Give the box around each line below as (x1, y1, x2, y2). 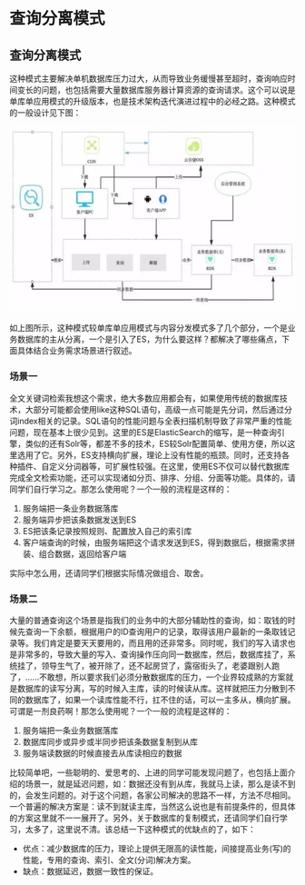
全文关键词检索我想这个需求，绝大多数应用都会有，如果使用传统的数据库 (9, 393, 280, 403)
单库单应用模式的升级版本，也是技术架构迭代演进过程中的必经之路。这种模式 (9, 96, 296, 106)
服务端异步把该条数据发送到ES (22, 514, 137, 525)
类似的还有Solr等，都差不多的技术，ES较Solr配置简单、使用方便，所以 (25, 438, 288, 449)
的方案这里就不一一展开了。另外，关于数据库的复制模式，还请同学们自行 (9, 812, 280, 823)
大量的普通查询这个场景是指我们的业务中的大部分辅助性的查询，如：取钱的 (9, 614, 288, 625)
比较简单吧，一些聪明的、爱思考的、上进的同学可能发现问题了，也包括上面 (9, 767, 288, 778)
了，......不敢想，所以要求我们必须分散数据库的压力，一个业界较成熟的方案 (9, 671, 286, 682)
